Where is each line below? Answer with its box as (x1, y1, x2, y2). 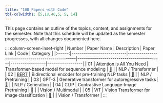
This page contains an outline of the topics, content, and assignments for (5, 25, 152, 31)
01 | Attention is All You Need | (87, 61, 149, 67)
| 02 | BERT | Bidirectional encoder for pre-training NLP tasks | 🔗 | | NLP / (5, 71, 152, 77)
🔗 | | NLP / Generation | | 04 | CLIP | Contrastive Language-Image (5, 81, 137, 87)
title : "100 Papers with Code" (5, 7, 69, 12)
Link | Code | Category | (5, 50, 54, 56)
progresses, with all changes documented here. (5, 35, 101, 42)
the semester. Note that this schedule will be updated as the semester (5, 30, 145, 36)
